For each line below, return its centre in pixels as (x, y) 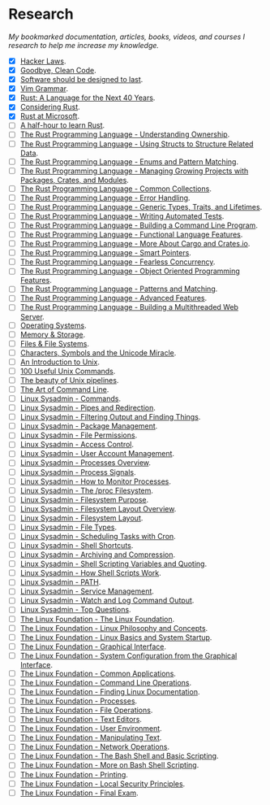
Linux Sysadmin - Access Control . (77, 445)
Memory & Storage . (53, 334)
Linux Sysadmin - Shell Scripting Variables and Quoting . (114, 564)
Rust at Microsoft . (49, 116)
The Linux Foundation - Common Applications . (98, 673)
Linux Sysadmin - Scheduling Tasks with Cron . (98, 536)
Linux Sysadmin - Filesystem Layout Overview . (98, 508)
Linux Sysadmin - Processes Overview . (86, 463)
